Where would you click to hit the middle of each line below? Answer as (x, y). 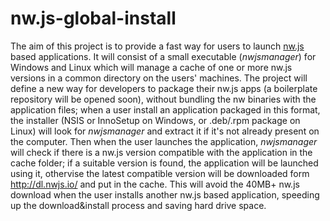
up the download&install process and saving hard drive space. (138, 205)
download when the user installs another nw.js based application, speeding (165, 194)
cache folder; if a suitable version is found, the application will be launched (164, 163)
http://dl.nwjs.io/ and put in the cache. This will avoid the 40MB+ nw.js (155, 184)
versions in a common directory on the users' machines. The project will (159, 78)
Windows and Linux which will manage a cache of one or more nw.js (151, 67)
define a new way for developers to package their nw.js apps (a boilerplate (164, 88)
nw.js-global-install (93, 18)
